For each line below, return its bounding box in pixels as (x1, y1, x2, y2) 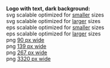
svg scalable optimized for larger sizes (6, 18, 101, 24)
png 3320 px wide (6, 56, 51, 62)
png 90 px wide (6, 37, 45, 43)
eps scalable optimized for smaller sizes (6, 24, 105, 31)
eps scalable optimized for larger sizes (6, 30, 101, 37)
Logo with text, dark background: (6, 5, 90, 12)
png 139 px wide (6, 43, 46, 50)
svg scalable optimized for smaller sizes (6, 11, 104, 18)
